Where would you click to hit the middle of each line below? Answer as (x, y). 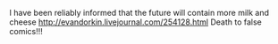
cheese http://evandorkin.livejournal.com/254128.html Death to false (135, 22)
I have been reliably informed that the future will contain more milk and (139, 13)
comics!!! (26, 31)
